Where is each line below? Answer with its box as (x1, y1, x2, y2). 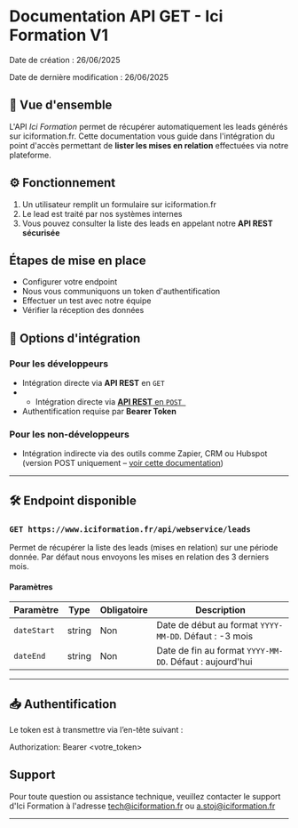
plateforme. (9, 149, 51, 160)
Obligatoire (99, 604, 148, 616)
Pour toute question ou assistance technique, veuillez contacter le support (9, 791, 281, 801)
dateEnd (13, 651, 46, 662)
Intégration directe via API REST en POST (35, 397, 183, 407)
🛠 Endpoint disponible (9, 493, 137, 508)
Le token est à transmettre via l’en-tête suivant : (9, 725, 184, 736)
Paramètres (9, 581, 53, 592)
